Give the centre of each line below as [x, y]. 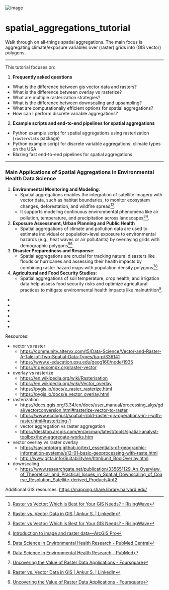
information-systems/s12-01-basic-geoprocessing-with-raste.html [89, 453]
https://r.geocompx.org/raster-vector [58, 367]
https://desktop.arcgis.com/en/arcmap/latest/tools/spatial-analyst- [89, 431]
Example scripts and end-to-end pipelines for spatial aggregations [83, 123]
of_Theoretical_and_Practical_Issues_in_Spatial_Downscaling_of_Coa [91, 474]
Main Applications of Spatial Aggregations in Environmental [80, 172]
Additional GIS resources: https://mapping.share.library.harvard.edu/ [76, 489]
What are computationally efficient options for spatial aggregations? [83, 108]
